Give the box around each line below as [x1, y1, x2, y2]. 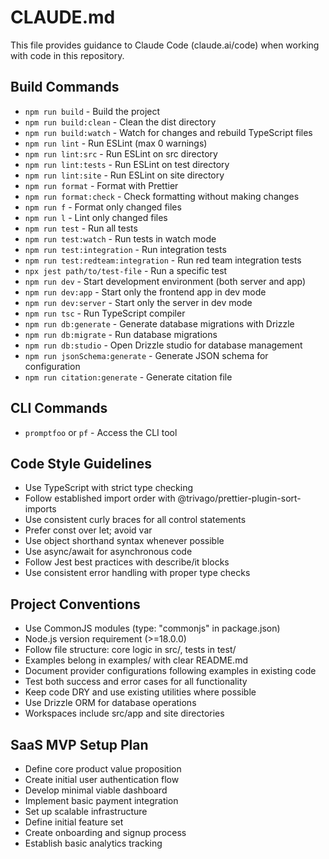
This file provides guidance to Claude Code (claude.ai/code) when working [10, 39, 320, 51]
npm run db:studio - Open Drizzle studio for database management [24, 339, 303, 351]
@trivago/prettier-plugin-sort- [177, 492, 302, 505]
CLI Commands [10, 400, 108, 417]
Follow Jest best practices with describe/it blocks [24, 556, 230, 568]
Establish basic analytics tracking [24, 837, 163, 849]
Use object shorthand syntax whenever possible [24, 535, 225, 547]
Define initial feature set [24, 816, 124, 828]
